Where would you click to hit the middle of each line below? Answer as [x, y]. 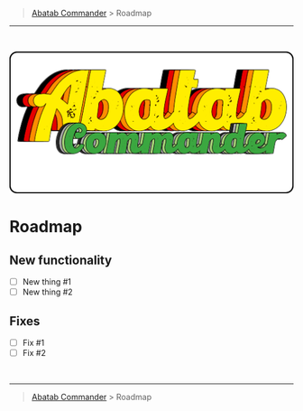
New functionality [61, 260]
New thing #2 [48, 292]
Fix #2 [34, 353]
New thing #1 [47, 282]
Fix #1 [33, 342]
